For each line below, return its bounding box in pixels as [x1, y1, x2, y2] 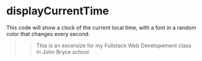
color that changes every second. [6, 30, 90, 37]
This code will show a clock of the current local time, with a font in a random [6, 24, 197, 31]
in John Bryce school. [36, 48, 91, 55]
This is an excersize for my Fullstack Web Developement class [36, 42, 192, 49]
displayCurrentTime [6, 4, 109, 18]
